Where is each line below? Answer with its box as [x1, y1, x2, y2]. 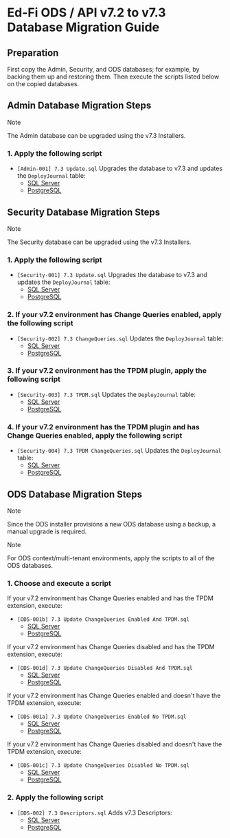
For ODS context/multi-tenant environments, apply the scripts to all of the [7, 553, 215, 562]
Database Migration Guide [7, 19, 160, 35]
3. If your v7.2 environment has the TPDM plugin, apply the [7, 366, 207, 376]
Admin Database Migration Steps [7, 100, 152, 112]
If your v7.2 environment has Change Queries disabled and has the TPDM [7, 643, 215, 651]
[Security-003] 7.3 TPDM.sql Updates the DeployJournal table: [16, 390, 196, 398]
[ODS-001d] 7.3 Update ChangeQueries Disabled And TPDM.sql [16, 665, 193, 672]
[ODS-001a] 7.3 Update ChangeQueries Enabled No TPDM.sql [16, 713, 187, 721]
